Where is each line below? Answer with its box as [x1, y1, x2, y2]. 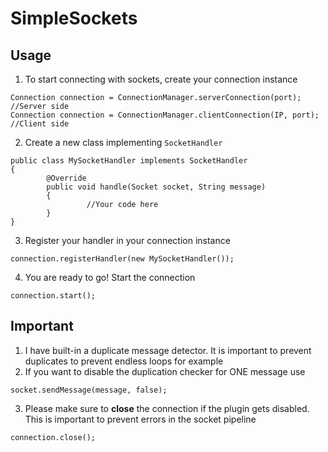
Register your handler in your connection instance [24, 235, 231, 246]
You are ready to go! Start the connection [24, 272, 196, 283]
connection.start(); [10, 291, 97, 301]
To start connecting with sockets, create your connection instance [24, 73, 298, 85]
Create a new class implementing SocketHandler [24, 137, 223, 148]
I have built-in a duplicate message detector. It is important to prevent [24, 344, 312, 356]
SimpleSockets [10, 7, 138, 30]
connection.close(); [10, 432, 97, 442]
